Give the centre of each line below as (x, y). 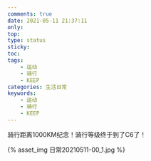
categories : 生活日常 (37, 87)
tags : (15, 61)
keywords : (22, 93)
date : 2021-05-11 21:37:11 (47, 21)
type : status (27, 41)
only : (15, 27)
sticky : (19, 47)
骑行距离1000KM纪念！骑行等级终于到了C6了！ (77, 134)
